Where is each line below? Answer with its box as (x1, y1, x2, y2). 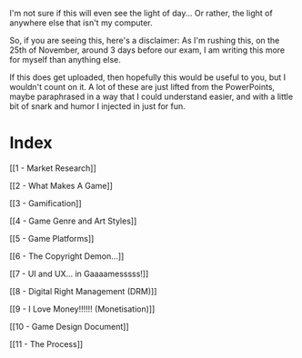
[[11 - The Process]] (9, 338, 84, 349)
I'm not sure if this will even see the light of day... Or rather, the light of (9, 8, 273, 18)
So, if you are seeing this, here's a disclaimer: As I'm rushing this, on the (9, 35, 280, 45)
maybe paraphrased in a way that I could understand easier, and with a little (9, 91, 294, 102)
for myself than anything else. (9, 55, 121, 65)
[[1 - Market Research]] (9, 163, 97, 174)
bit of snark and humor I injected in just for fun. (9, 101, 186, 112)
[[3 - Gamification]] (9, 197, 82, 208)
